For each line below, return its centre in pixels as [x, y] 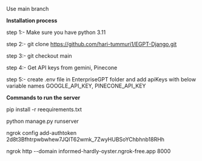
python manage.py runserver [42, 121]
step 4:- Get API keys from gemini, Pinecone [62, 67]
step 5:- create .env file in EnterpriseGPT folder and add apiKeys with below [101, 79]
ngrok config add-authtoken [42, 133]
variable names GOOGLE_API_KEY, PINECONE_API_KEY [76, 86]
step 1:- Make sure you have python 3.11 [56, 32]
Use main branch [28, 9]
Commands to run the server [43, 98]
